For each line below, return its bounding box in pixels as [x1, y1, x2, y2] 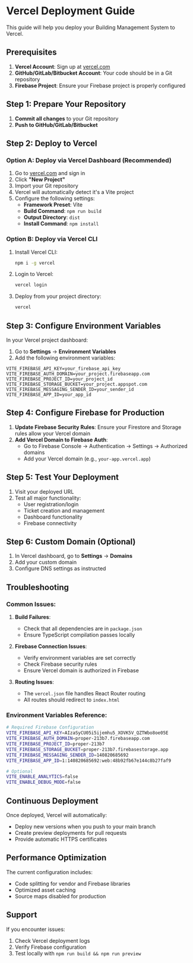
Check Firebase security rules [23, 660, 97, 668]
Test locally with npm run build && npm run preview [14, 949, 141, 956]
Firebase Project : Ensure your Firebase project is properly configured [14, 82, 186, 89]
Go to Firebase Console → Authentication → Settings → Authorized [23, 442, 188, 449]
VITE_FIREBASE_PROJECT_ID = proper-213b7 [6, 741, 105, 747]
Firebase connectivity [23, 519, 77, 526]
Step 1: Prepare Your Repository [6, 99, 126, 109]
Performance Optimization [6, 853, 107, 863]
